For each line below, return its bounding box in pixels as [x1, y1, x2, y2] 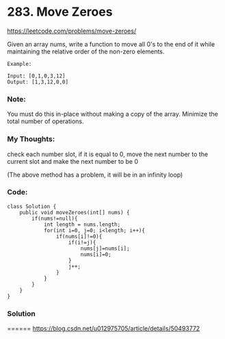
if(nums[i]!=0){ [55, 233, 103, 240]
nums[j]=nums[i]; [80, 244, 130, 252]
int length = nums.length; [43, 221, 121, 228]
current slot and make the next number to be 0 [7, 157, 139, 165]
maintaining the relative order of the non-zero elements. [7, 47, 165, 55]
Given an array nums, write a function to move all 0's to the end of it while [7, 40, 215, 48]
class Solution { [7, 203, 57, 210]
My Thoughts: [7, 134, 55, 144]
